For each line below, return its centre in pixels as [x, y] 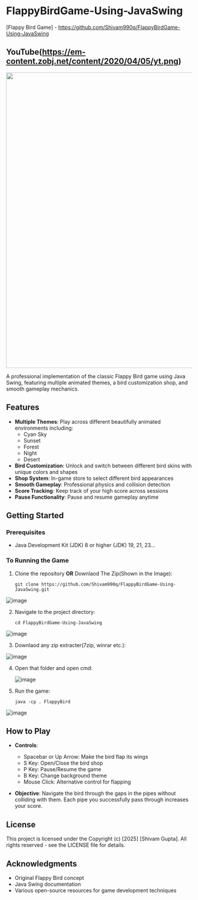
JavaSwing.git [32, 589]
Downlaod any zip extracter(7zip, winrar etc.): [70, 645]
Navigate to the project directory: [55, 612]
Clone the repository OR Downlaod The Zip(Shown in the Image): [93, 573]
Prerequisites [26, 532]
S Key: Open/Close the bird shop [63, 763]
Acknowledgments [42, 864]
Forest [31, 447]
